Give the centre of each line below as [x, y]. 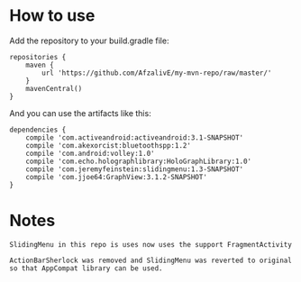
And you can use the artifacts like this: [80, 113]
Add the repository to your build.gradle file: [89, 41]
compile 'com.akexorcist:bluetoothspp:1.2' [109, 145]
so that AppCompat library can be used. [87, 268]
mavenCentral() [54, 88]
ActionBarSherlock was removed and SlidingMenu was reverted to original [151, 260]
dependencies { [38, 130]
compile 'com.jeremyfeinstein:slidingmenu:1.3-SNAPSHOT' [135, 169]
